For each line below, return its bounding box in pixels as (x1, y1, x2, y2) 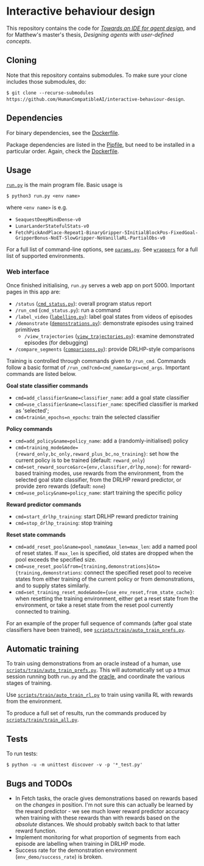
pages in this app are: (6, 288, 61, 295)
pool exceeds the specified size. (15, 556, 97, 563)
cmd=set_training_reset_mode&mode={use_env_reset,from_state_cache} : (15, 588, 195, 595)
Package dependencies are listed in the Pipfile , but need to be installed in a (6, 141, 195, 148)
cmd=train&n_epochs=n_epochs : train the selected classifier (15, 413, 160, 420)
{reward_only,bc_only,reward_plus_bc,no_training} (15, 451, 147, 457)
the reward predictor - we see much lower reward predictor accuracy (15, 808, 189, 815)
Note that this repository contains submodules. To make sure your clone (6, 72, 188, 79)
